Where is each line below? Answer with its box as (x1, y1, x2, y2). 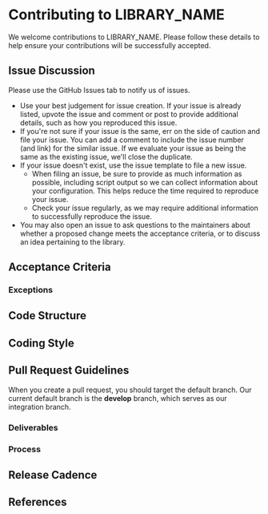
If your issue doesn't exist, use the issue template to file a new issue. (19, 160, 247, 170)
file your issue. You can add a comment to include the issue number (19, 135, 244, 144)
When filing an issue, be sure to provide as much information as (31, 168, 242, 178)
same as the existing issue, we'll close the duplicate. (19, 152, 194, 161)
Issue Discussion (8, 64, 96, 78)
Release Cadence (8, 467, 98, 482)
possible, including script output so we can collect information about (31, 177, 258, 187)
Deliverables (8, 422, 58, 433)
